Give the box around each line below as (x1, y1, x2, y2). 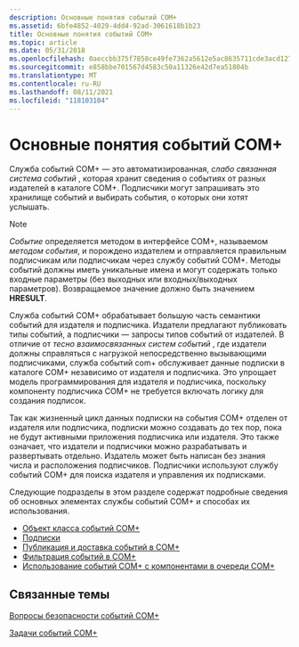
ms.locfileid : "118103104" (9, 95, 109, 105)
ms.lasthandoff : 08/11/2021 (9, 87, 114, 96)
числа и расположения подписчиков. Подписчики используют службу (9, 460, 279, 471)
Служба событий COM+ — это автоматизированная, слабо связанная (9, 164, 278, 175)
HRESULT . (9, 293, 47, 304)
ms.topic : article (9, 37, 77, 47)
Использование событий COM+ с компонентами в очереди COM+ (21, 561, 276, 571)
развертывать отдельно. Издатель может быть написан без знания (9, 451, 266, 462)
